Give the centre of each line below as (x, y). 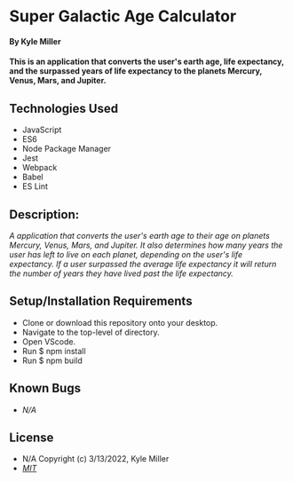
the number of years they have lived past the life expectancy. (121, 273)
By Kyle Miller (35, 41)
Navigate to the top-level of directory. (91, 332)
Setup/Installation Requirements (101, 301)
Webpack (40, 168)
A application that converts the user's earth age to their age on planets (140, 236)
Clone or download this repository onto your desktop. (120, 322)
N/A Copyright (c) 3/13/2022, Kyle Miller (95, 459)
